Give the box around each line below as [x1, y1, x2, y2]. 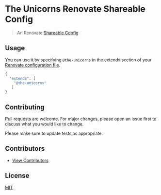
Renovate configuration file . [5, 62, 61, 68]
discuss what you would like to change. [5, 121, 84, 127]
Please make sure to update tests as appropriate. [5, 130, 103, 136]
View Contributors [12, 157, 48, 163]
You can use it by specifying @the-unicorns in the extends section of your [5, 57, 152, 63]
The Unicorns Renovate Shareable [5, 3, 145, 15]
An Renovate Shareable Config [16, 30, 79, 35]
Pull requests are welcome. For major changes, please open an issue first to [5, 116, 157, 122]
